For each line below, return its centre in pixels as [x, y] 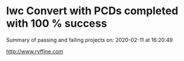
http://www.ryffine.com [35, 51]
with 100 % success [57, 23]
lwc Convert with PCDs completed [92, 11]
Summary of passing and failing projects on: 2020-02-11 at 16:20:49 [90, 40]
